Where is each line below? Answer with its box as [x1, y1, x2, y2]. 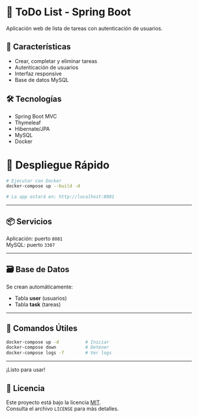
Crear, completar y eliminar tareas [14, 57, 97, 64]
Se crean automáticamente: [6, 283, 73, 290]
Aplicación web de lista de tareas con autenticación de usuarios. [6, 25, 163, 32]
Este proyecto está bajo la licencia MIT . [6, 399, 101, 406]
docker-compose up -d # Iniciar [6, 339, 110, 345]
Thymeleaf [14, 119, 41, 126]
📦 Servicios [6, 216, 52, 226]
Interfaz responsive [14, 70, 62, 77]
